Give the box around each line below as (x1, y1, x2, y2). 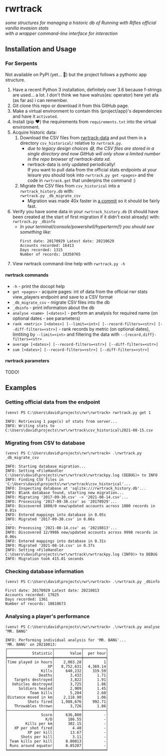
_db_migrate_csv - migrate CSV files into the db (12, 299, 110, 305)
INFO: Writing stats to (5, 423, 55, 428)
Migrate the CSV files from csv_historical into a (19, 182, 120, 188)
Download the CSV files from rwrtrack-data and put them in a (19, 134, 146, 141)
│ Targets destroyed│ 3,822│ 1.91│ (5, 677, 108, 682)
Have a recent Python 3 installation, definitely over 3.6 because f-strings (12, 86, 162, 92)
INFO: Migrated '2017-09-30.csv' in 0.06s (5, 517, 95, 522)
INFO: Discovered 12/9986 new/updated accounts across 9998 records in (5, 530, 157, 535)
